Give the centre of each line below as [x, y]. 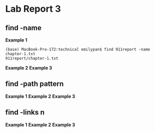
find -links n [25, 112]
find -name [24, 28]
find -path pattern [35, 84]
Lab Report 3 [33, 9]
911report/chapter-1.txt [32, 58]
